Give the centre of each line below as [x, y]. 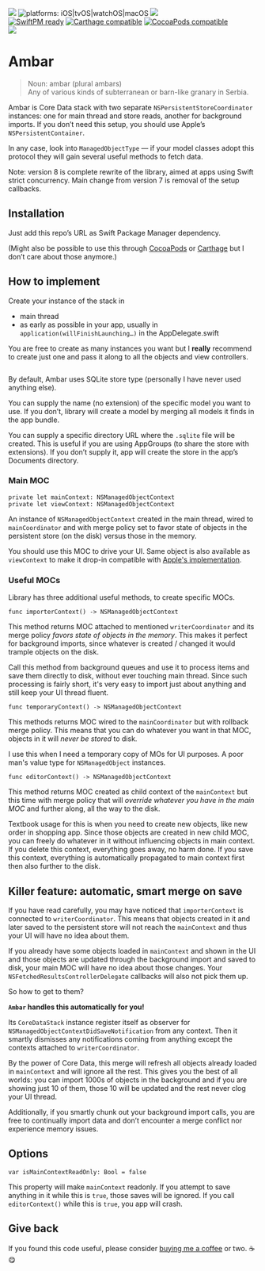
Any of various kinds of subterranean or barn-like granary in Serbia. [138, 92]
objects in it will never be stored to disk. [73, 739]
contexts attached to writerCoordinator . [74, 1047]
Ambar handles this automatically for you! [76, 1007]
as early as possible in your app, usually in [89, 324]
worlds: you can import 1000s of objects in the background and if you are [128, 1080]
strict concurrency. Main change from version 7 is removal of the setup [124, 180]
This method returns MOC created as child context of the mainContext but [128, 792]
